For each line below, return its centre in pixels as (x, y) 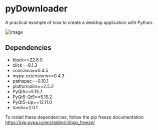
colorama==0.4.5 (30, 70)
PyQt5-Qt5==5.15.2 (32, 97)
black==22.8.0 (27, 60)
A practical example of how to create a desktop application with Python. (79, 22)
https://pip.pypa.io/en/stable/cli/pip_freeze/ (50, 122)
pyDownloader (36, 9)
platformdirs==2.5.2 (33, 86)
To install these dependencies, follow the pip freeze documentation (74, 117)
